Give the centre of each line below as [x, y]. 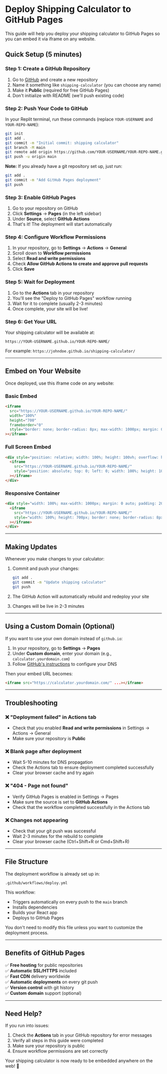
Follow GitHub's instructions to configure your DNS [65, 664]
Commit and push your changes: [46, 568]
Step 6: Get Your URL [31, 321]
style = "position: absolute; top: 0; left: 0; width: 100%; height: [85, 471]
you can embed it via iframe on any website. [50, 39]
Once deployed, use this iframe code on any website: [60, 383]
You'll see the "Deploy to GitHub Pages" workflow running [72, 298]
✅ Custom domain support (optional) [43, 993]
